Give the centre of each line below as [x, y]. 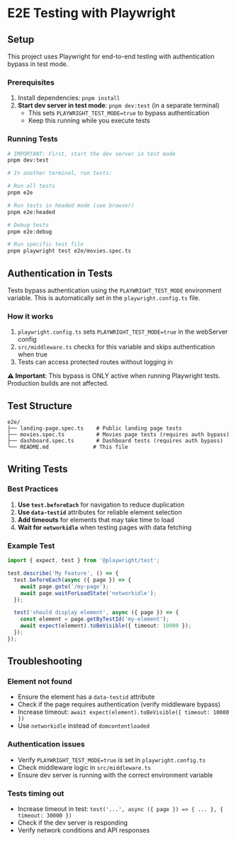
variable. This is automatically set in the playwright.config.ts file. [104, 298]
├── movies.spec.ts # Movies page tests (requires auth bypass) [119, 435]
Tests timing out [36, 793]
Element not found [40, 682]
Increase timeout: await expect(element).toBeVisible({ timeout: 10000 [123, 712]
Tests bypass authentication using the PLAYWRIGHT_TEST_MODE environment [114, 290]
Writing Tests [38, 469]
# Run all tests [31, 186]
